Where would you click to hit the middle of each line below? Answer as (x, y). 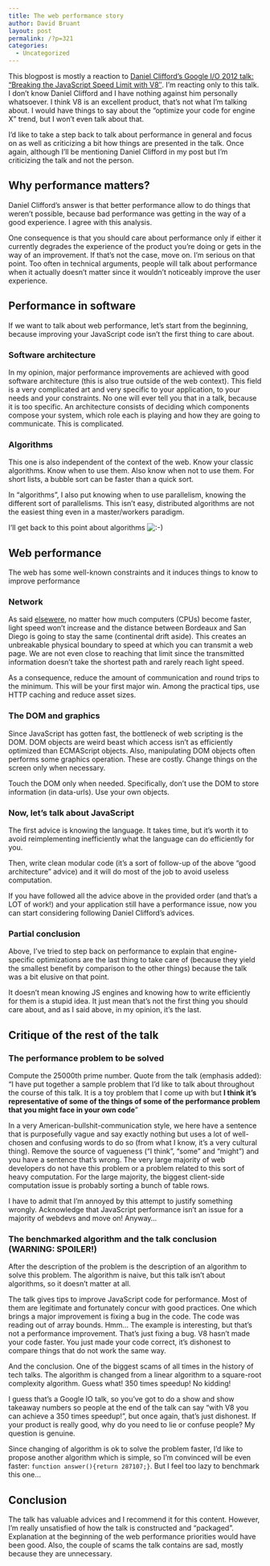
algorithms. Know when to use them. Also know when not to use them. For (131, 471)
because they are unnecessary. (60, 1554)
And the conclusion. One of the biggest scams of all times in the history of (131, 1366)
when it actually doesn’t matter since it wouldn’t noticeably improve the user (135, 272)
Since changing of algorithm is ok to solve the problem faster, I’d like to (126, 1449)
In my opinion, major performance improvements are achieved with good (129, 372)
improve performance (44, 581)
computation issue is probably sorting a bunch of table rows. (109, 1185)
